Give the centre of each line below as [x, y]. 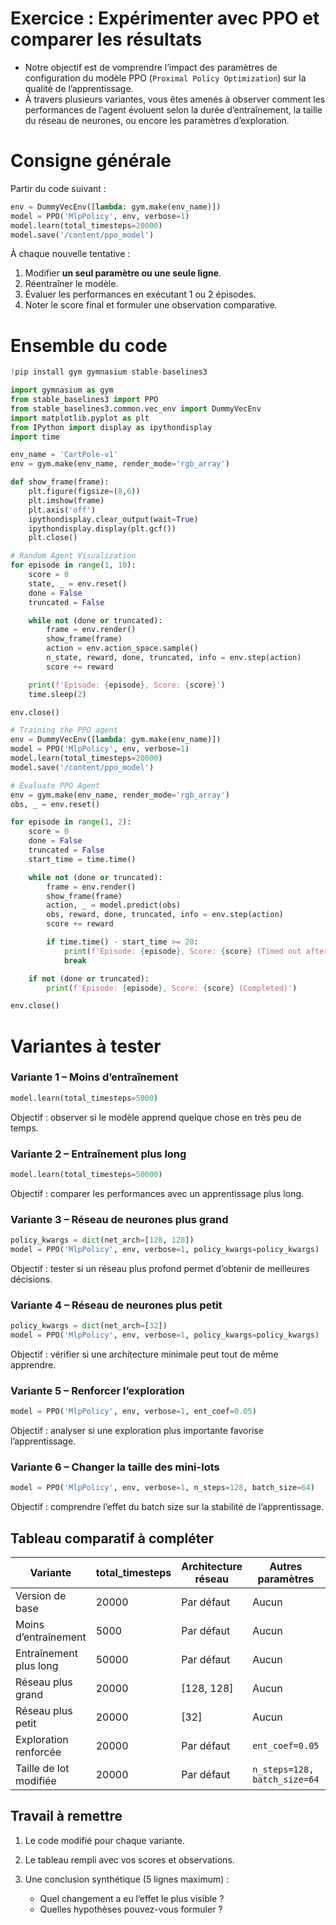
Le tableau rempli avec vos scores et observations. [129, 1859]
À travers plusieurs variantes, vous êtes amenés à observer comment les [175, 99]
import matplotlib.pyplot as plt [80, 418]
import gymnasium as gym [62, 390]
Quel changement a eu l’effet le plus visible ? [132, 1898]
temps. [24, 1128]
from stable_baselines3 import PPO [84, 400]
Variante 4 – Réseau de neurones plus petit [116, 1305]
